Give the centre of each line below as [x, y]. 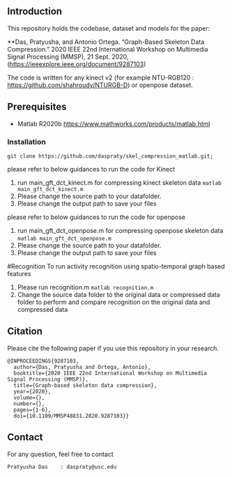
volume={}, [29, 397]
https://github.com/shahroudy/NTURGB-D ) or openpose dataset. [100, 85]
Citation [25, 332]
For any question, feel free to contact [60, 454]
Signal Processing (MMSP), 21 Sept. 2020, [68, 56]
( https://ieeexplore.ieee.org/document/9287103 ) [77, 64]
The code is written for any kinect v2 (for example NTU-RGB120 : [101, 77]
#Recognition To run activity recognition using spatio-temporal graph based [116, 266]
